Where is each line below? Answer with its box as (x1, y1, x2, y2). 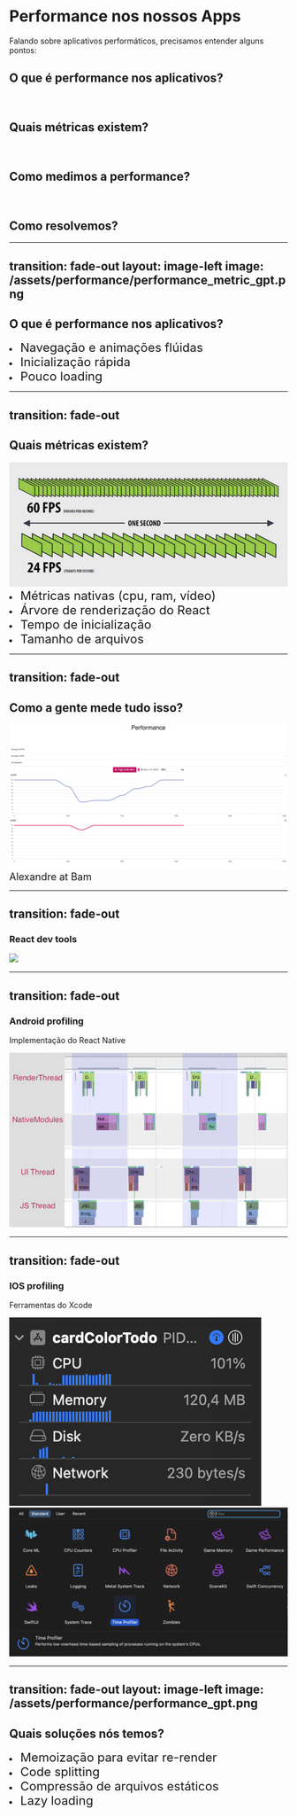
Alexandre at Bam (9, 870, 93, 883)
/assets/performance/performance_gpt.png (9, 1696, 258, 1712)
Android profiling (9, 1015, 84, 1027)
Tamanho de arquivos (20, 631, 144, 646)
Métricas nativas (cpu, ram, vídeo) (20, 588, 217, 604)
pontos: (9, 44, 37, 55)
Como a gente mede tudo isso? (9, 700, 184, 715)
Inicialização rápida (20, 355, 131, 370)
